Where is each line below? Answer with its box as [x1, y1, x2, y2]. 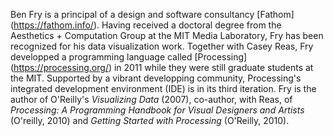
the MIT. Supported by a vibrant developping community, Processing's [10, 72, 302, 84]
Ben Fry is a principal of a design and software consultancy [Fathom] [10, 9, 295, 20]
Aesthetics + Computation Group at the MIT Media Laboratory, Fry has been [10, 30, 324, 41]
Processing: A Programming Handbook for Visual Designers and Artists [10, 104, 305, 116]
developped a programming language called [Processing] [10, 51, 248, 63]
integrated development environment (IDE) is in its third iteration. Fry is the [10, 83, 317, 94]
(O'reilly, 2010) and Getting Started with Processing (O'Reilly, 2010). [10, 115, 290, 126]
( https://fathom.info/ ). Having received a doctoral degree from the [10, 19, 282, 31]
